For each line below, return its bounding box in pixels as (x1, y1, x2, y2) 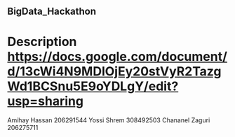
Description (7, 34, 77, 50)
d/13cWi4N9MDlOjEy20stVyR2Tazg (7, 63, 222, 79)
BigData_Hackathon (7, 6, 97, 17)
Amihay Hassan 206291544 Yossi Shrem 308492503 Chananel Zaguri (7, 116, 210, 124)
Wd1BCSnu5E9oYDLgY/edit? (7, 78, 179, 94)
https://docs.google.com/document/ (7, 48, 228, 64)
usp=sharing (7, 93, 84, 109)
